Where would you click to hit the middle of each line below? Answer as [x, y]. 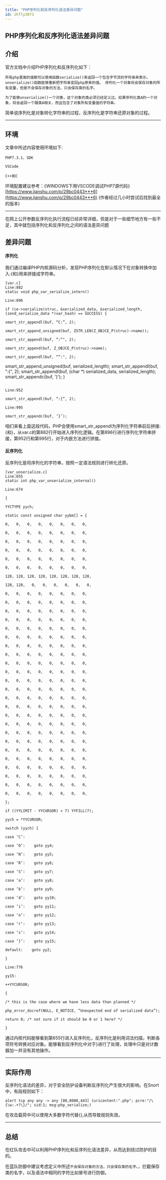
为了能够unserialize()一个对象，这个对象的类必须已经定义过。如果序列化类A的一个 [80, 97]
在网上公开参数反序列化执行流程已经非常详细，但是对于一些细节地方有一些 [81, 218]
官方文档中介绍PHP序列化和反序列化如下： [49, 67]
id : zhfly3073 [20, 14]
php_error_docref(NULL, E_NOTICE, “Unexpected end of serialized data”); [83, 1011]
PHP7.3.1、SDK [19, 158]
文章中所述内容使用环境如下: [34, 147]
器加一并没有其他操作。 [29, 1050]
